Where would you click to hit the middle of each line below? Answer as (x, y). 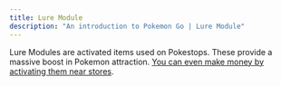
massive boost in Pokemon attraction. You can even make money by (137, 62)
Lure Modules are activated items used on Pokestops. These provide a (141, 52)
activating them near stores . (62, 71)
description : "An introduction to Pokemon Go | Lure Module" (127, 26)
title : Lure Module (46, 18)
